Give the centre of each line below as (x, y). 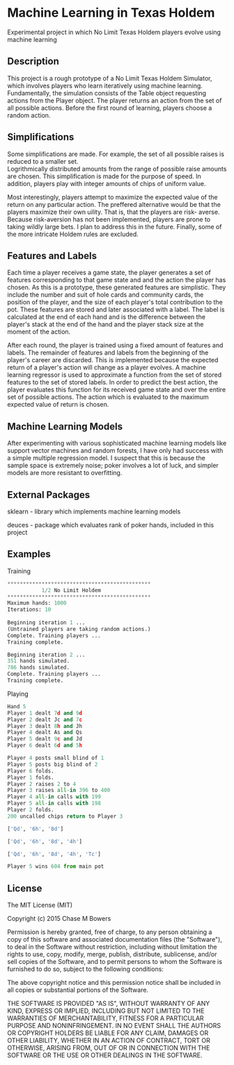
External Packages (49, 495)
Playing (18, 694)
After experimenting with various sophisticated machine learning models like (117, 443)
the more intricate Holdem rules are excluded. (73, 234)
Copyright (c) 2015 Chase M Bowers (59, 919)
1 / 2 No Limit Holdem (71, 590)
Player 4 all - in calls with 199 (54, 797)
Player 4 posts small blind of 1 (56, 758)
